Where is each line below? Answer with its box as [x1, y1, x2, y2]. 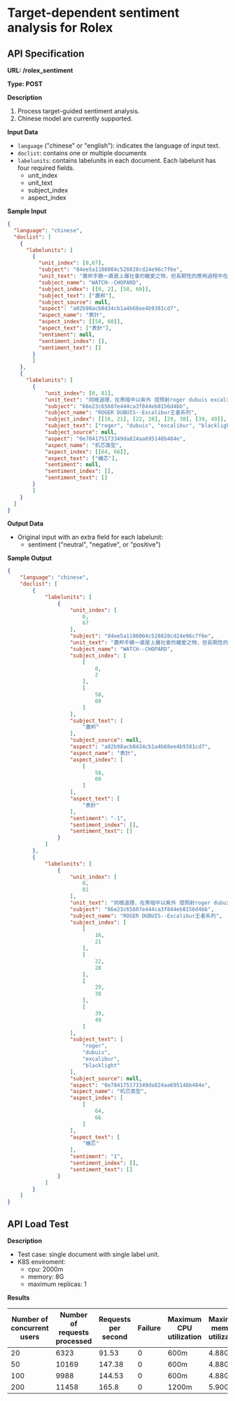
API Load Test [7, 1218, 69, 1230]
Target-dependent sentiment [7, 5, 180, 21]
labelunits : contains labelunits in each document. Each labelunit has [17, 156, 216, 164]
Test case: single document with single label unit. [17, 1250, 159, 1258]
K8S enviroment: [17, 1258, 66, 1266]
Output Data [7, 519, 44, 528]
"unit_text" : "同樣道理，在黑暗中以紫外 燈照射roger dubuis [44, 396, 208, 403]
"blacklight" [82, 1062, 120, 1069]
